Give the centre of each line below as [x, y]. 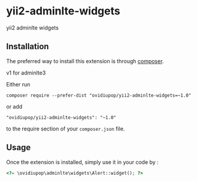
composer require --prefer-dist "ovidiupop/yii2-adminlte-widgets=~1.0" [99, 95]
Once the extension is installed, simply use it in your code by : [82, 162]
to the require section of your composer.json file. [66, 129]
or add [14, 106]
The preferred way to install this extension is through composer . [85, 61]
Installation [28, 47]
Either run [18, 84]
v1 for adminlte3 [26, 73]
